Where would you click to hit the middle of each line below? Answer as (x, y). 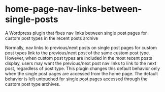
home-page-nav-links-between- (73, 9)
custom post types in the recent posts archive (52, 38)
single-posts (32, 19)
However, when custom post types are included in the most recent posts (79, 58)
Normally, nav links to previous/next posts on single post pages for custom (81, 47)
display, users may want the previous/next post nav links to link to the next (81, 63)
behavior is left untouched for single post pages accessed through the (76, 79)
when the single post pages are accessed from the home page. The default (82, 73)
